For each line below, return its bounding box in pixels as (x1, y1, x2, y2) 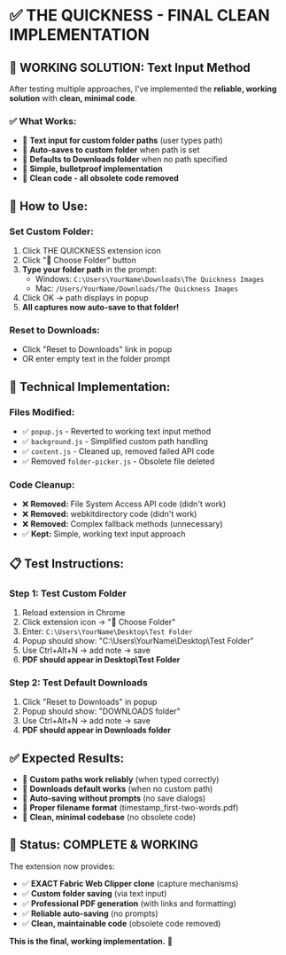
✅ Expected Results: (9, 750, 125, 765)
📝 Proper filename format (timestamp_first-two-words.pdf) (21, 802, 239, 813)
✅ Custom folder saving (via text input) (21, 888, 167, 898)
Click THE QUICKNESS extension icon (21, 245, 161, 255)
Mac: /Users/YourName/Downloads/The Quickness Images (35, 283, 239, 294)
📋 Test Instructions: (9, 556, 124, 571)
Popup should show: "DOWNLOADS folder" (21, 706, 182, 716)
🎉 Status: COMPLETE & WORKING (9, 837, 199, 852)
